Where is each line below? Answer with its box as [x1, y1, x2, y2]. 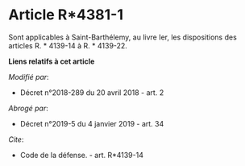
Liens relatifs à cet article [8, 56, 95, 66]
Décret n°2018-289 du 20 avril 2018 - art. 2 [19, 87, 164, 98]
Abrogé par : [8, 103, 48, 113]
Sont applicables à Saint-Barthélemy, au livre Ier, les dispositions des [8, 32, 238, 42]
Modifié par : [8, 72, 50, 81]
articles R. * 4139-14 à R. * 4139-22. [8, 40, 127, 50]
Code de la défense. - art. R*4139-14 [19, 150, 143, 160]
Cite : [8, 135, 24, 144]
